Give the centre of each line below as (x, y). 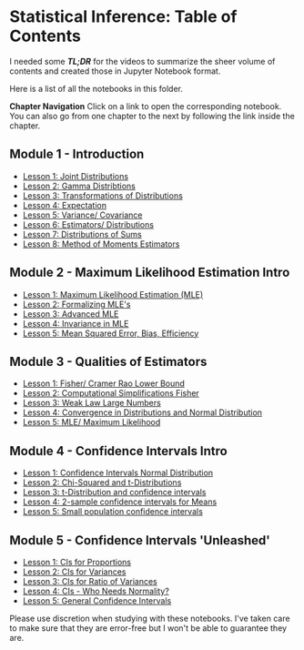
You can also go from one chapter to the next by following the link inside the (152, 116)
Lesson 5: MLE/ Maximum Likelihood (91, 422)
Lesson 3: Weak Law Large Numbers (91, 403)
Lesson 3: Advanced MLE (71, 314)
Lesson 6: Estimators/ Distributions (88, 224)
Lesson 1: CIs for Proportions (77, 562)
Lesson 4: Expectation (65, 205)
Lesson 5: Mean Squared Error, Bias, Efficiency (111, 333)
